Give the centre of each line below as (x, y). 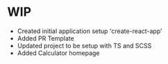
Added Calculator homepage (58, 53)
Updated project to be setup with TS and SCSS (84, 45)
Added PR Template (45, 38)
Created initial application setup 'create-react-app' (90, 31)
